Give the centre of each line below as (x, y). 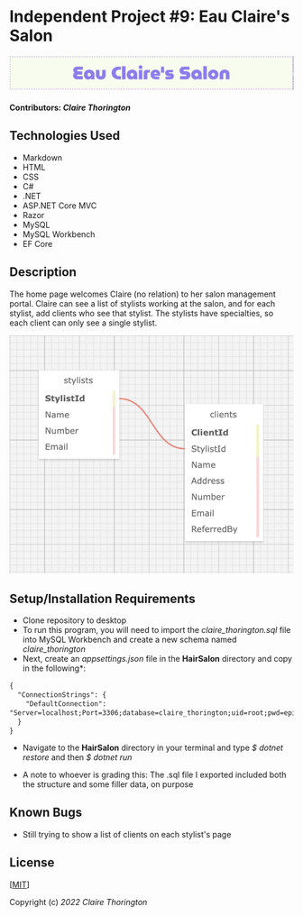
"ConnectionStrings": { (62, 695)
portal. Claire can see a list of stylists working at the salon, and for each (142, 303)
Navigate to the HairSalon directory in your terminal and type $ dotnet (153, 747)
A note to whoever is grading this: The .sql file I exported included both (154, 774)
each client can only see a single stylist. (83, 323)
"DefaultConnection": (66, 704)
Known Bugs (46, 813)
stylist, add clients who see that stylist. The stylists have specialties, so (142, 313)
